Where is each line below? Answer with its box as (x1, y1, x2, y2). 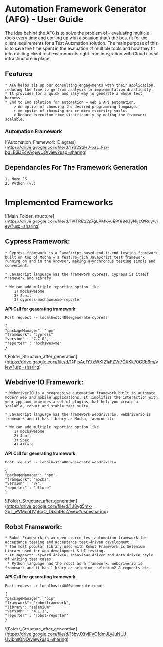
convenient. (5, 263, 29, 268)
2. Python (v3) (5, 181, 36, 185)
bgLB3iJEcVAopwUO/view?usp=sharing (5, 149, 85, 155)
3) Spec (14, 438, 29, 443)
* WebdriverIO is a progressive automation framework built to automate (5, 391, 156, 396)
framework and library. (5, 276, 54, 281)
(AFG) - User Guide (5, 14, 84, 25)
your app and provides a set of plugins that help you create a (5, 399, 138, 405)
